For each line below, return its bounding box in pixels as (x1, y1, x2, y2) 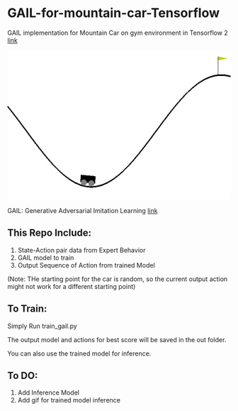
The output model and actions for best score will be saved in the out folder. (7, 335, 227, 344)
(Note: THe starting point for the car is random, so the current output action (7, 275, 228, 283)
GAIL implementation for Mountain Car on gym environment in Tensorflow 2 (7, 28, 228, 37)
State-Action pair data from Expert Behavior (17, 246, 146, 254)
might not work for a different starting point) (7, 282, 136, 290)
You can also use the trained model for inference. (7, 349, 152, 358)
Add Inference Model (17, 388, 80, 397)
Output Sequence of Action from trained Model (17, 261, 156, 269)
